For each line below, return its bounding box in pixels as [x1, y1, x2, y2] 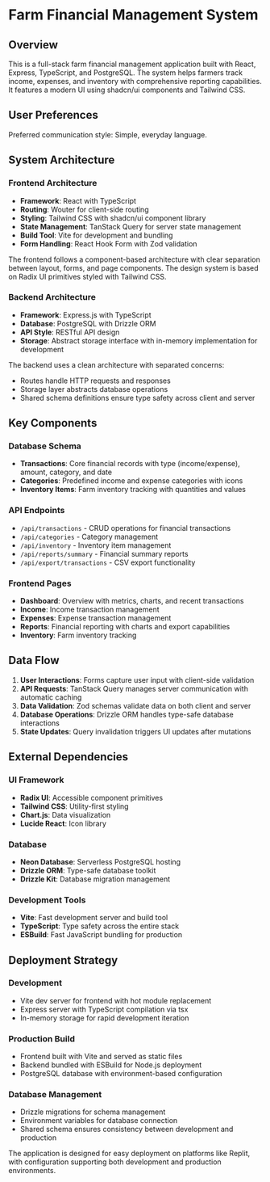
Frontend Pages [8, 578, 72, 589]
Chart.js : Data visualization [19, 810, 111, 819]
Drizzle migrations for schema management [19, 1107, 166, 1117]
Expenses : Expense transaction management [19, 613, 172, 623]
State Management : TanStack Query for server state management [19, 221, 242, 231]
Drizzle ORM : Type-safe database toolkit [19, 865, 156, 875]
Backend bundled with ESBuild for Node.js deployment [19, 1060, 202, 1070]
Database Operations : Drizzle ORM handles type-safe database [19, 709, 234, 719]
